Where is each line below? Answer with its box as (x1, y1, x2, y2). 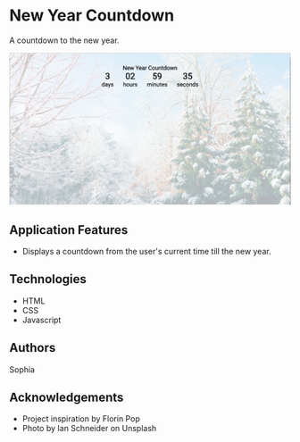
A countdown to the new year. (9, 35, 120, 46)
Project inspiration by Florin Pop (21, 413, 140, 424)
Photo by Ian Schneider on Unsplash (21, 423, 157, 434)
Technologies (9, 271, 87, 287)
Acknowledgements (9, 389, 124, 404)
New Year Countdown (9, 5, 175, 26)
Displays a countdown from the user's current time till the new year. (21, 246, 271, 256)
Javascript (21, 314, 62, 325)
